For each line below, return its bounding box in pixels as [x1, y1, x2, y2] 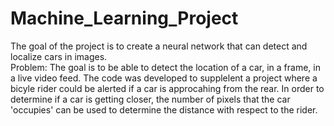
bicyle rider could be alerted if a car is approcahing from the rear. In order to [10, 82, 325, 94]
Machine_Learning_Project [10, 7, 239, 30]
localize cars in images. [10, 50, 108, 62]
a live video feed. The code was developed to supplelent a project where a [10, 72, 318, 84]
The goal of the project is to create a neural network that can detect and [10, 40, 308, 52]
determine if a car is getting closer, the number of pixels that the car [10, 93, 291, 105]
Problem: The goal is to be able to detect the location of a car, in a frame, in [10, 61, 321, 73]
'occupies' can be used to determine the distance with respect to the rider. [10, 103, 318, 116]
